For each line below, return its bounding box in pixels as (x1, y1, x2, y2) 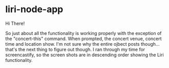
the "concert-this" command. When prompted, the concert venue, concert (5, 36, 162, 42)
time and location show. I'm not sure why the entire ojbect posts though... (5, 41, 160, 47)
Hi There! (5, 20, 25, 26)
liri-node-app (5, 4, 63, 15)
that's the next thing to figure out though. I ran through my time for (5, 46, 146, 52)
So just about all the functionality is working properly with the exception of (5, 30, 162, 36)
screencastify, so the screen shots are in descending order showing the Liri (5, 52, 164, 58)
